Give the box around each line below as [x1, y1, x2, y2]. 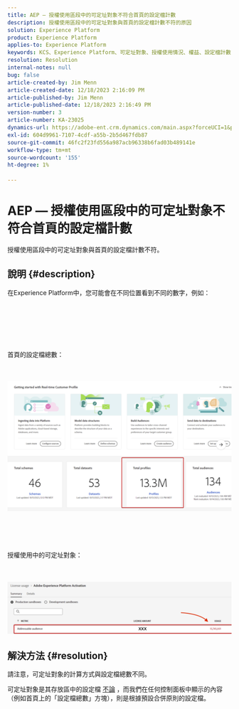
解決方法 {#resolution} [7, 649, 108, 661]
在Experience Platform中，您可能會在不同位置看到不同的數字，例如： [7, 288, 211, 297]
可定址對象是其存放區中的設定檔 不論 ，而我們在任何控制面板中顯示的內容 [7, 685, 223, 693]
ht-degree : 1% [7, 161, 50, 169]
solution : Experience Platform [7, 26, 100, 33]
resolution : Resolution [7, 57, 78, 64]
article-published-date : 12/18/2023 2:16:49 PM [7, 102, 152, 109]
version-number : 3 [7, 109, 62, 117]
